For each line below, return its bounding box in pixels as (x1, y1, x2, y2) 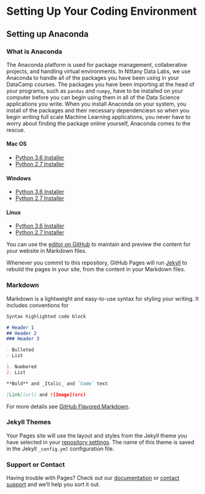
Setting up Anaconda (6, 29, 89, 39)
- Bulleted (6, 347, 34, 353)
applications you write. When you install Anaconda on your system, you (6, 100, 187, 107)
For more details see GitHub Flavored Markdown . (6, 403, 130, 410)
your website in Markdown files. (6, 247, 87, 255)
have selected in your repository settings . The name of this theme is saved (6, 438, 195, 446)
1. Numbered (6, 364, 37, 370)
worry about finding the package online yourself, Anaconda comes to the (6, 120, 191, 127)
